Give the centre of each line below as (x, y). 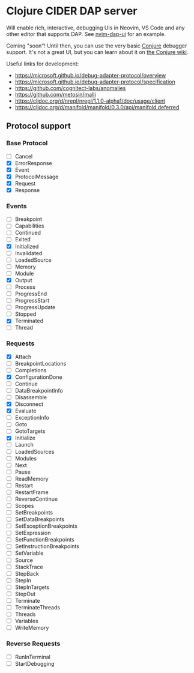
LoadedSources (35, 451)
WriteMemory (32, 628)
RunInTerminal (33, 657)
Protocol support (38, 126)
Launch (24, 445)
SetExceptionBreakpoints (46, 526)
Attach (23, 357)
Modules (26, 458)
